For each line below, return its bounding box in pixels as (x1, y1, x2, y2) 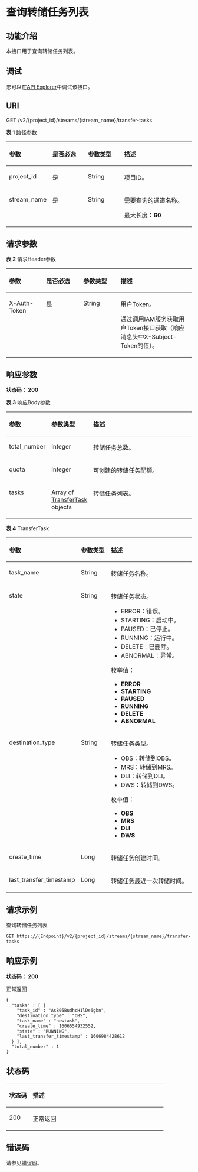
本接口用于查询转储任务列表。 (6, 48, 78, 54)
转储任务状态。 (111, 592, 153, 600)
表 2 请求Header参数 (6, 255, 56, 263)
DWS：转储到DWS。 (120, 781, 179, 789)
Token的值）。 (120, 342, 159, 350)
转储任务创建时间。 (111, 854, 164, 862)
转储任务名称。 (111, 570, 153, 578)
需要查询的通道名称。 (124, 196, 184, 204)
